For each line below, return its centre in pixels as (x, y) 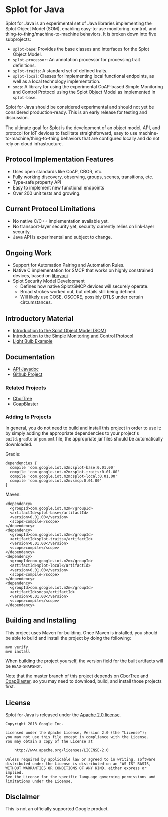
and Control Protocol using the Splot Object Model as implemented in (84, 92)
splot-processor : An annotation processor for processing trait (76, 59)
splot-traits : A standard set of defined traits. (60, 70)
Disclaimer (22, 797)
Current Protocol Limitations (50, 209)
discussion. (17, 117)
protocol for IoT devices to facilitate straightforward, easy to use (71, 133)
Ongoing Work (28, 253)
